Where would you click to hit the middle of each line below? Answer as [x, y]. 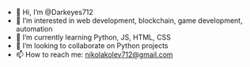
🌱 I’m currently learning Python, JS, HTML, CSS [93, 37]
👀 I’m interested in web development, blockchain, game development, [129, 20]
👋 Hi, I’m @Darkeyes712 [54, 12]
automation [34, 29]
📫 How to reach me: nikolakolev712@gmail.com [94, 54]
